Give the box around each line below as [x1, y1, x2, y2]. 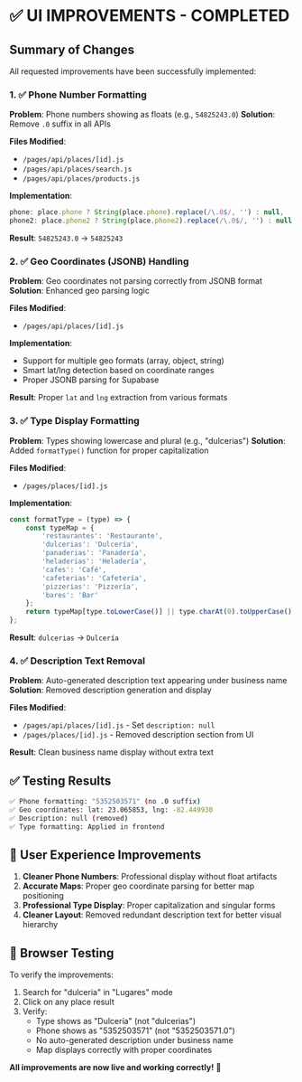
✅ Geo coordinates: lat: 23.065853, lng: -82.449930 [9, 805, 214, 814]
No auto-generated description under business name [35, 1035, 234, 1046]
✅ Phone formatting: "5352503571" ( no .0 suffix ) [9, 797, 201, 806]
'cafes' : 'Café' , [41, 565, 106, 574]
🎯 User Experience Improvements [9, 847, 201, 863]
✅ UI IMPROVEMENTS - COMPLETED [9, 5, 290, 26]
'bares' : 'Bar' [41, 590, 99, 599]
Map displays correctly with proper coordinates [35, 1045, 213, 1056]
